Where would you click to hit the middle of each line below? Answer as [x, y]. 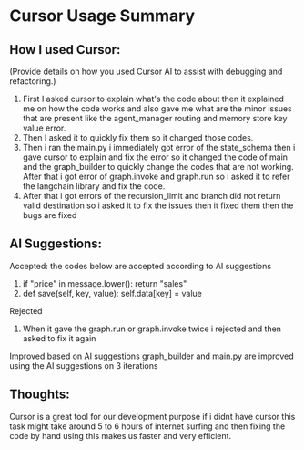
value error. [44, 128]
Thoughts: [40, 395]
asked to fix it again [59, 338]
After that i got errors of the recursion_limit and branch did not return [152, 196]
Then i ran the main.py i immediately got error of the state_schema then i [159, 147]
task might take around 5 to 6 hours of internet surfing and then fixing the [147, 426]
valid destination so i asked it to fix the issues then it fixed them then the [158, 205]
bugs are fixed [50, 215]
